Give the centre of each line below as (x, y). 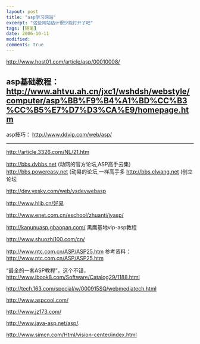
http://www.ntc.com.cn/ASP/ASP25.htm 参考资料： (69, 251)
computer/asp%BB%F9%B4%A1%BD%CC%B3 (97, 101)
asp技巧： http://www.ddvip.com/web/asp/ (59, 134)
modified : (18, 39)
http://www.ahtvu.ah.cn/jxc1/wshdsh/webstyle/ (98, 92)
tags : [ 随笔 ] (21, 28)
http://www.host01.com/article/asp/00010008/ (63, 61)
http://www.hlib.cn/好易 (35, 203)
